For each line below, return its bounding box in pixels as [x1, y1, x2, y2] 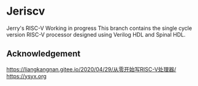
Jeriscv [6, 4, 45, 18]
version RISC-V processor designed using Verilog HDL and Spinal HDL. [6, 30, 186, 38]
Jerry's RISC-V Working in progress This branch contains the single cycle [6, 24, 192, 32]
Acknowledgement [6, 49, 81, 59]
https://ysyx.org [6, 72, 47, 80]
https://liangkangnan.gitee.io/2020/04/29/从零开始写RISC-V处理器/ [6, 65, 177, 73]
